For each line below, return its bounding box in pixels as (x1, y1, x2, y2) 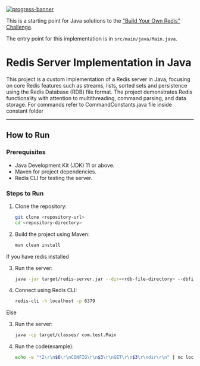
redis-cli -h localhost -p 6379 (14, 298, 95, 304)
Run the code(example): (14, 343, 74, 350)
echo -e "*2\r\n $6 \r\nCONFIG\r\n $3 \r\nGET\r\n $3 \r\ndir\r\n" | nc (14, 355, 183, 361)
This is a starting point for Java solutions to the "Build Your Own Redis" (6, 17, 180, 24)
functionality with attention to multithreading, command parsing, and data (6, 94, 186, 101)
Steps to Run (6, 189, 44, 197)
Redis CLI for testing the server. (14, 174, 93, 181)
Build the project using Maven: (14, 230, 90, 238)
